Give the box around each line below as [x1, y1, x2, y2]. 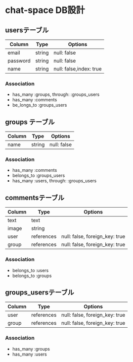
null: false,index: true [53, 66, 102, 72]
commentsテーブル [5, 193, 65, 202]
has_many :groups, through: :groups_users [12, 91, 100, 97]
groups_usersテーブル [5, 288, 74, 296]
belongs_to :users [12, 267, 49, 273]
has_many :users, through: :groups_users [12, 178, 97, 184]
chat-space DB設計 [5, 4, 85, 16]
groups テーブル [5, 118, 55, 126]
